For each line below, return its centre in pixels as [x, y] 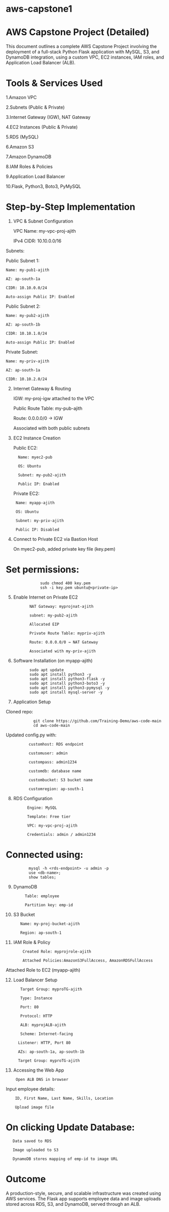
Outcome [26, 1179]
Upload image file [34, 1107]
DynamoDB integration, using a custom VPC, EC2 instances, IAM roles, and [85, 57]
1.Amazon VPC [21, 97]
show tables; [42, 877]
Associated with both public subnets [52, 428]
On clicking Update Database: [70, 1128]
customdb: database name [55, 771]
